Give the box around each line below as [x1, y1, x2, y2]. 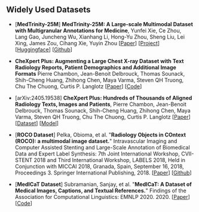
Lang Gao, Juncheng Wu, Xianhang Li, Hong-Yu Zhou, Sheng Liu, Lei [14, 33, 185, 40]
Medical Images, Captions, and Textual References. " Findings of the [14, 187, 187, 194]
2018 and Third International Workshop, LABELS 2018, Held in [33, 156, 186, 163]
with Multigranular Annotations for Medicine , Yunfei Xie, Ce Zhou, [14, 27, 182, 34]
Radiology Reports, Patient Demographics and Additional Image [14, 64, 176, 71]
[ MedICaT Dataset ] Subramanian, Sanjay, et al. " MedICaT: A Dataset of [14, 180, 192, 188]
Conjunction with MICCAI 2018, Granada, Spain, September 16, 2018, [14, 163, 184, 170]
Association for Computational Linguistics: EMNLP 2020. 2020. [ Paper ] [14, 193, 190, 200]
